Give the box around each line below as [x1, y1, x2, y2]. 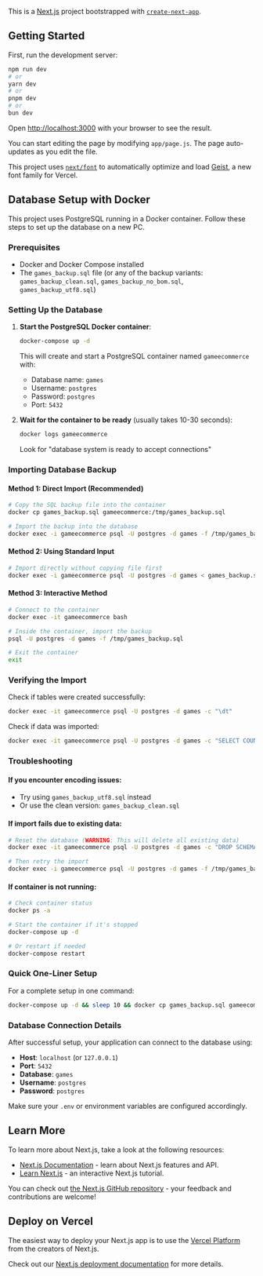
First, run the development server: [8, 50, 118, 60]
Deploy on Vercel [8, 1215, 94, 1228]
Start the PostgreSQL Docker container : [19, 322, 151, 332]
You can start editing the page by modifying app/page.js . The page [8, 138, 225, 148]
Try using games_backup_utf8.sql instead [19, 793, 151, 802]
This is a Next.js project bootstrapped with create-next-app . [8, 7, 202, 16]
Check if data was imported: [8, 722, 99, 731]
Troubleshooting [8, 756, 73, 767]
